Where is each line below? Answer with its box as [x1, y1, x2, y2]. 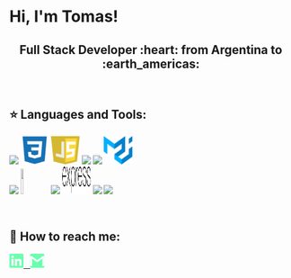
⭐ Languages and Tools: [9, 107, 147, 122]
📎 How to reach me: [9, 229, 121, 245]
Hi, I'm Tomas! [9, 6, 119, 27]
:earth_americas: [101, 56, 200, 71]
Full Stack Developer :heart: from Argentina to [19, 42, 283, 58]
